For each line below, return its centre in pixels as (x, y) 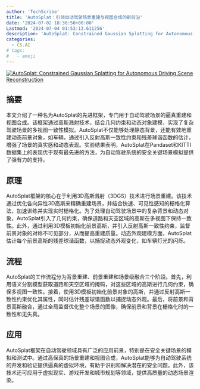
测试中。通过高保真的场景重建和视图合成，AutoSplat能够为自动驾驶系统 (104, 357)
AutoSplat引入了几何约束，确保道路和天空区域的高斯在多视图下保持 (99, 218)
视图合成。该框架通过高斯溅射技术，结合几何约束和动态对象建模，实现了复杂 (100, 122)
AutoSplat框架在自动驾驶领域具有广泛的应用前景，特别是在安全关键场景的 (96, 350)
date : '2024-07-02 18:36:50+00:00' (50, 23)
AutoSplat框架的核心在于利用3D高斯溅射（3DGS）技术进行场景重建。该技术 (99, 196)
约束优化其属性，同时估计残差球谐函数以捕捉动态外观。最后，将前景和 (102, 300)
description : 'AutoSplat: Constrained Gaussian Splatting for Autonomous (100, 34)
